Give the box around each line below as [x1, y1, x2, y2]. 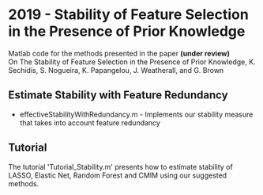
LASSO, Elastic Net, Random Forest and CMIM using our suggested [8, 170, 227, 180]
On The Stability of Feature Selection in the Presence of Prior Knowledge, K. [8, 57, 256, 67]
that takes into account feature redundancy [19, 117, 160, 128]
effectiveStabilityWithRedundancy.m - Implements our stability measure [19, 109, 254, 119]
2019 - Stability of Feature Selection [8, 6, 249, 24]
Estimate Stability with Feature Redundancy [8, 89, 228, 102]
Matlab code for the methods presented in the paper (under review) [8, 48, 231, 58]
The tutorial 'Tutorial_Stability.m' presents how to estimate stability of [8, 162, 233, 171]
